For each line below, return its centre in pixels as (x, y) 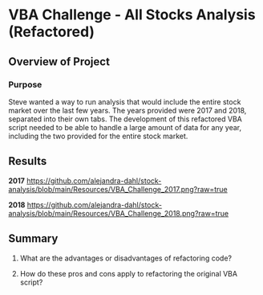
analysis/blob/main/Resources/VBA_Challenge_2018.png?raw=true (119, 213)
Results (28, 161)
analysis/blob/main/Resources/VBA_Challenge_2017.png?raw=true (118, 189)
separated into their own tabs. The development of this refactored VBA (125, 119)
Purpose (25, 84)
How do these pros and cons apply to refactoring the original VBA (129, 273)
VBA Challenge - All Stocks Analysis (132, 15)
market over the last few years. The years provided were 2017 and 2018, (127, 110)
